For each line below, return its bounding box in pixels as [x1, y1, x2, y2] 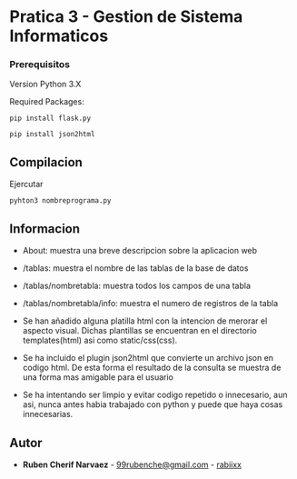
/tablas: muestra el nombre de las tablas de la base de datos [22, 263, 249, 274]
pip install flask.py [9, 114, 92, 124]
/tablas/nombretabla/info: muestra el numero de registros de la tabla [22, 298, 279, 309]
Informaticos [9, 25, 109, 46]
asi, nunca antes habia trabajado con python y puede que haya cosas [22, 399, 283, 410]
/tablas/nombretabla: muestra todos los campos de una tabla [22, 280, 252, 292]
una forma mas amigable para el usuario [22, 372, 174, 383]
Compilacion [9, 155, 84, 170]
